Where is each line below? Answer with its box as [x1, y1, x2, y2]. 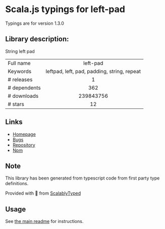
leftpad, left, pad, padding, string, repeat [45, 68, 141, 75]
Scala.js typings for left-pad [5, 4, 125, 15]
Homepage [12, 131, 36, 137]
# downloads [8, 92, 39, 99]
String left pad [5, 48, 35, 54]
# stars [8, 100, 24, 107]
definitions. [5, 181, 29, 187]
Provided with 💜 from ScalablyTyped [5, 190, 81, 196]
